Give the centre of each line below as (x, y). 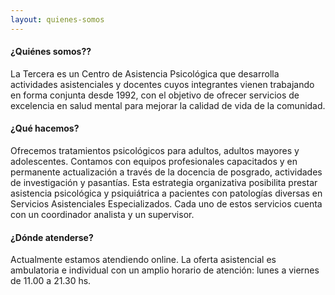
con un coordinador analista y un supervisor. (102, 215)
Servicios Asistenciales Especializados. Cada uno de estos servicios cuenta (166, 204)
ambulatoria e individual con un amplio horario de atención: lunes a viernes (165, 270)
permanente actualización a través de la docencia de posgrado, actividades (166, 172)
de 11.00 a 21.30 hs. (51, 281)
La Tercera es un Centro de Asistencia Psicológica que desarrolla (145, 73)
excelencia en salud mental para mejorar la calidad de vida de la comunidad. (168, 105)
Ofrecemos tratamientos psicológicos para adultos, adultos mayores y (155, 151)
